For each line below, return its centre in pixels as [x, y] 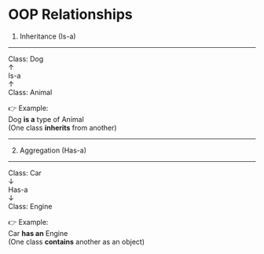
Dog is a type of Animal [46, 119]
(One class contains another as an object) [77, 241]
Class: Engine [30, 206]
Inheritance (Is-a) [48, 36]
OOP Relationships [70, 15]
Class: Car [25, 173]
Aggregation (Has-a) [53, 150]
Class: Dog [26, 59]
